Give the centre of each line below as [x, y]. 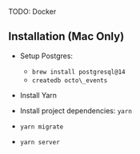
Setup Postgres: [46, 56]
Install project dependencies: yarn [76, 110]
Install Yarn [38, 95]
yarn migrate [42, 127]
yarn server [40, 142]
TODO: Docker [32, 12]
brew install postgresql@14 [78, 72]
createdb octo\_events [70, 80]
